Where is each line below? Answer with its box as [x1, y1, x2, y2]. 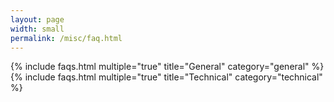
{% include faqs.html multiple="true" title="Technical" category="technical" [10, 71, 323, 83]
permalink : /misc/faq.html [10, 33, 123, 43]
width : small [10, 24, 65, 34]
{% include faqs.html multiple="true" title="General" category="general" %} [10, 61, 325, 73]
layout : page [10, 14, 65, 25]
